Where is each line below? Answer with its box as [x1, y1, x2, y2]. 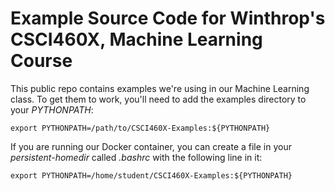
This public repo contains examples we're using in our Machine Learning [10, 82, 310, 94]
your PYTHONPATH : [10, 103, 94, 116]
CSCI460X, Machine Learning [10, 28, 263, 51]
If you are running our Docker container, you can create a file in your [10, 140, 292, 152]
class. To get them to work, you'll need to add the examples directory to [10, 93, 307, 105]
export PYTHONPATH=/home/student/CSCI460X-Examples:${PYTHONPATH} [10, 170, 293, 181]
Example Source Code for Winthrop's [10, 7, 326, 30]
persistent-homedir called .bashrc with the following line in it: [10, 151, 263, 163]
